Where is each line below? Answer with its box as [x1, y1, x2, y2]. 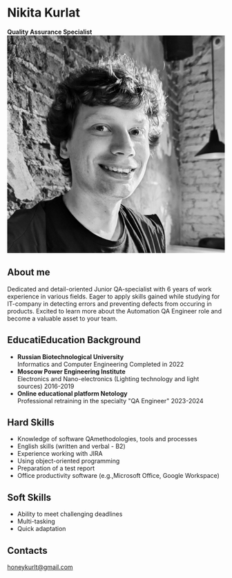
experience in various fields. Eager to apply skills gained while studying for [7, 292, 220, 300]
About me [7, 267, 50, 278]
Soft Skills [7, 492, 52, 503]
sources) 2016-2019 [17, 382, 75, 390]
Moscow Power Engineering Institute [17, 367, 126, 376]
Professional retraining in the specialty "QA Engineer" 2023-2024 [17, 396, 204, 405]
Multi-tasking [17, 517, 55, 526]
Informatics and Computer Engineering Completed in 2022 [17, 360, 184, 368]
